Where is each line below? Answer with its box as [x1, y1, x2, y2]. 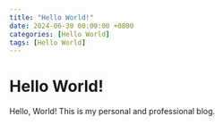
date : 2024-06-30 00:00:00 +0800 [9, 21, 134, 30]
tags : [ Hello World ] [9, 37, 87, 47]
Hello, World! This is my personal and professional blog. [9, 106, 216, 117]
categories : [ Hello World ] [9, 29, 110, 38]
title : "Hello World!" [9, 12, 94, 22]
